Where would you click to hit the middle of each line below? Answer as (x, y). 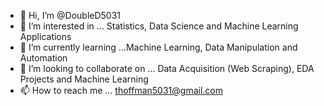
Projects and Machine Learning (84, 79)
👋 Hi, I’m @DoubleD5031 (70, 15)
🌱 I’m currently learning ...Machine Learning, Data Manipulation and (158, 47)
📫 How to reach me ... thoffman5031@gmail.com (121, 90)
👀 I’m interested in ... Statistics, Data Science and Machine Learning (159, 26)
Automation (43, 58)
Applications (45, 36)
